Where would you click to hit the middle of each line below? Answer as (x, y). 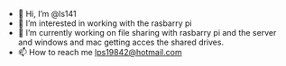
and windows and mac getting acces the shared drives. (120, 42)
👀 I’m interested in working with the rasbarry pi (105, 23)
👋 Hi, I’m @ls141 (47, 14)
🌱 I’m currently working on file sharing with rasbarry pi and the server (147, 33)
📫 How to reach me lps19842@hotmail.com (100, 52)
